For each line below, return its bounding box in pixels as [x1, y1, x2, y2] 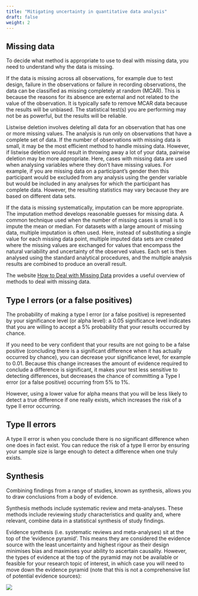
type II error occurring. [6, 403, 61, 410]
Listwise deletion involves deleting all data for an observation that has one [6, 124, 186, 131]
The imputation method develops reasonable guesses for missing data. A [6, 210, 184, 218]
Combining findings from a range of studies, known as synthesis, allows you [6, 487, 192, 494]
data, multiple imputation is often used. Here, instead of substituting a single [6, 229, 192, 236]
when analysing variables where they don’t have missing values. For [6, 162, 172, 169]
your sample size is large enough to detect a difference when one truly [6, 447, 178, 455]
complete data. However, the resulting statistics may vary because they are [6, 186, 189, 193]
